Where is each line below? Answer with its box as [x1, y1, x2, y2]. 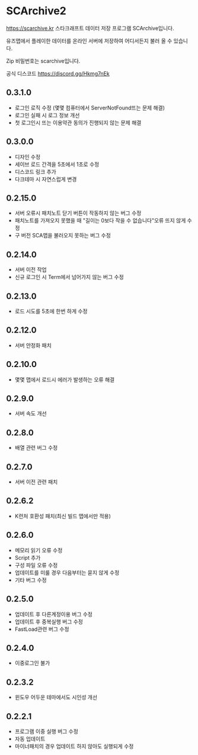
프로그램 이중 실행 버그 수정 [14, 728, 79, 735]
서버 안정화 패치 [14, 342, 52, 349]
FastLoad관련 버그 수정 [14, 625, 69, 632]
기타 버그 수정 [14, 576, 47, 584]
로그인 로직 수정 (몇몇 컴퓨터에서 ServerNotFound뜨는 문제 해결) [14, 104, 165, 111]
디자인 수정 [14, 153, 41, 160]
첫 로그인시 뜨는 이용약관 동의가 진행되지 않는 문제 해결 [14, 119, 142, 126]
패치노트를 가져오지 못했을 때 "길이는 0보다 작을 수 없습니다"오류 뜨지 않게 [14, 217, 186, 224]
